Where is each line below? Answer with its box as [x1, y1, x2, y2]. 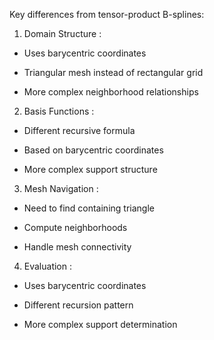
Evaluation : [23, 260, 73, 272]
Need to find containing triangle [23, 202, 155, 214]
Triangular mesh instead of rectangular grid [23, 67, 204, 78]
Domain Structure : [23, 28, 102, 39]
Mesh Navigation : [23, 183, 99, 194]
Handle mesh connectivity [23, 241, 132, 253]
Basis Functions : [23, 105, 95, 117]
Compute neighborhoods [23, 222, 128, 233]
